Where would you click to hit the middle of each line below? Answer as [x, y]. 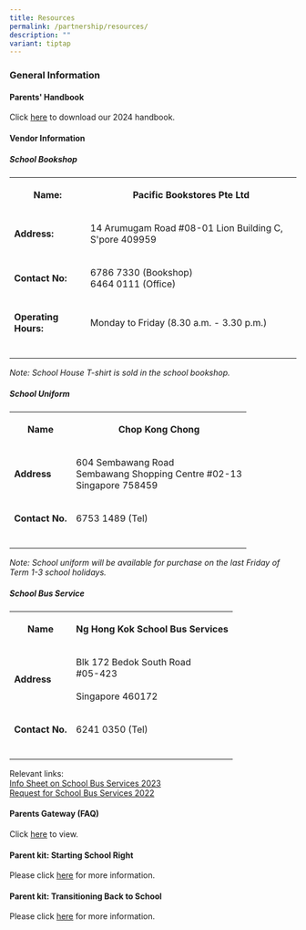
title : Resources [42, 18]
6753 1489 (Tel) [112, 518]
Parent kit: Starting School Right [71, 855]
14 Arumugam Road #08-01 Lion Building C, [187, 227]
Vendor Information [47, 138]
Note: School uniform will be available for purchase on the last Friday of [145, 562]
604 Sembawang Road [125, 462]
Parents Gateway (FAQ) [55, 814]
